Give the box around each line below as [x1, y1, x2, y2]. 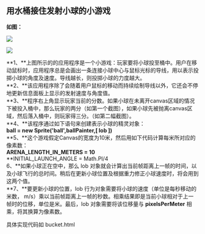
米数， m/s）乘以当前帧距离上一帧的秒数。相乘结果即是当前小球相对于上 [6, 193, 189, 200]
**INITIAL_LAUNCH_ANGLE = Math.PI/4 [6, 155, 109, 162]
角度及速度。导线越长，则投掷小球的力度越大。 [27, 74, 145, 81]
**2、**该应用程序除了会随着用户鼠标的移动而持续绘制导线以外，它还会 [6, 82, 188, 89]
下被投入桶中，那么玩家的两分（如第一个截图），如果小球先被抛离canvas [6, 104, 188, 112]
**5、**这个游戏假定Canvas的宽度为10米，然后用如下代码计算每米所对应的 [6, 133, 196, 141]
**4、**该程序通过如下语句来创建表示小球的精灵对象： [6, 119, 145, 127]
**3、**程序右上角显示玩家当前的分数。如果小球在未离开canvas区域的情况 [6, 97, 195, 104]
